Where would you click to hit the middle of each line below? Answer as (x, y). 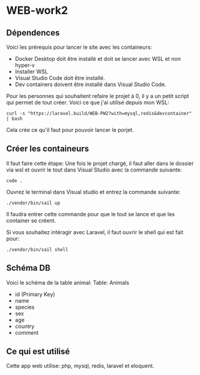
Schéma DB (29, 268)
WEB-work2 (37, 11)
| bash (14, 119)
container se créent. (31, 220)
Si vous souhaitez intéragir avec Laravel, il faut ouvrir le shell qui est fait (95, 232)
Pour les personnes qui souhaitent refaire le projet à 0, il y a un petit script (98, 96)
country (25, 326)
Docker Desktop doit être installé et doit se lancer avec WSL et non (98, 59)
